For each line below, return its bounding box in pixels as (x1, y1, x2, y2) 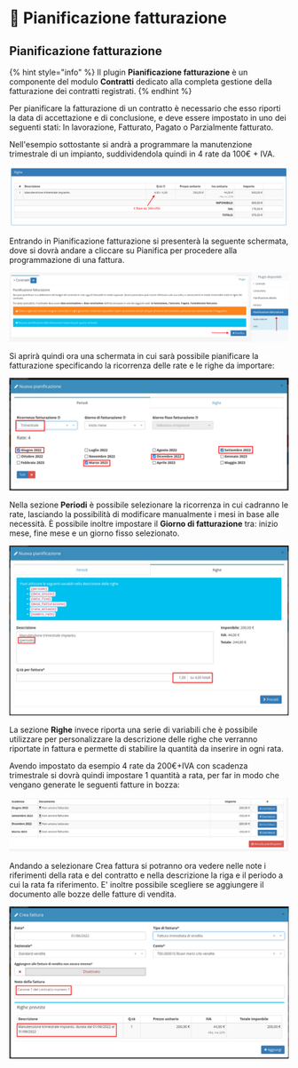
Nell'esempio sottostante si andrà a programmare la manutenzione (9, 139, 253, 149)
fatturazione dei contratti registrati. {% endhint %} (9, 86, 192, 96)
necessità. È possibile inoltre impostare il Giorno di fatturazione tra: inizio (9, 519, 278, 530)
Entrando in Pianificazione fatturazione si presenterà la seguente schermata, (9, 235, 289, 246)
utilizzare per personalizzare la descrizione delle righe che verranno (9, 734, 258, 745)
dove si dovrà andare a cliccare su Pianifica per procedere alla (9, 244, 238, 256)
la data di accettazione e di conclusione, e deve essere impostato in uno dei (9, 113, 286, 123)
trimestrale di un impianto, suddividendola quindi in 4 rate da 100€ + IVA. (9, 148, 275, 159)
